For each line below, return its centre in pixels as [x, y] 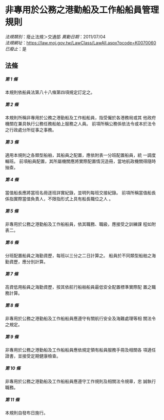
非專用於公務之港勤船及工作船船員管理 [82, 10]
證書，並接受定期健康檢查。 [33, 356]
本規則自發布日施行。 [26, 413]
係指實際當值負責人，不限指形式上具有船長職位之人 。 [59, 199]
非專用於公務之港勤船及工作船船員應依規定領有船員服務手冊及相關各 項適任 [81, 350]
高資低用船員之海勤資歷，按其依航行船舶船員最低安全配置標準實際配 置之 [78, 287]
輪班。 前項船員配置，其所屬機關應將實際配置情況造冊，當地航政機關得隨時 [81, 161]
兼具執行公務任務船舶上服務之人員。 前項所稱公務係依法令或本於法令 [87, 124]
